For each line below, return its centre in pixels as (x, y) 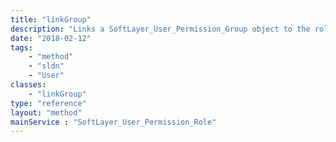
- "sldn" (46, 66)
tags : (21, 47)
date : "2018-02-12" (51, 38)
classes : (28, 85)
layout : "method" (46, 112)
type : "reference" (48, 103)
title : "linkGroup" (51, 19)
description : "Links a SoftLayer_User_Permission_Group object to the (160, 29)
